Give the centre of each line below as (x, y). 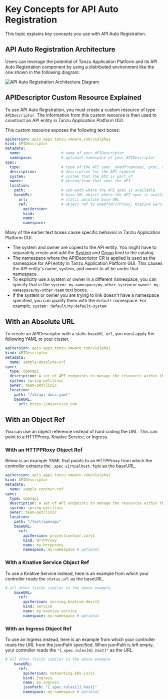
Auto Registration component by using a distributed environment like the (80, 67)
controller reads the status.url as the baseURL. (55, 578)
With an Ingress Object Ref (38, 628)
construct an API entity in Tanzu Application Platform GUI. (64, 120)
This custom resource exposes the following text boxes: (63, 130)
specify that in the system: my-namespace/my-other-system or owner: (82, 285)
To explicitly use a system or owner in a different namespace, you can (84, 279)
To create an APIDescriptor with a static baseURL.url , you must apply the (80, 333)
